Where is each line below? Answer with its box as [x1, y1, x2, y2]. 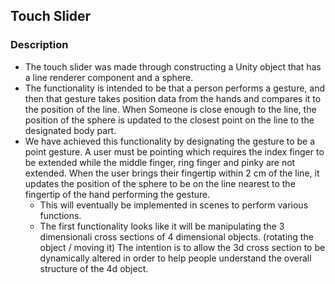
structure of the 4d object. [39, 262, 149, 274]
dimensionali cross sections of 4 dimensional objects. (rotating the [39, 230, 314, 243]
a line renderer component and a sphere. [24, 71, 194, 83]
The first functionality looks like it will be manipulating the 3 [39, 220, 285, 232]
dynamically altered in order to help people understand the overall [39, 252, 312, 264]
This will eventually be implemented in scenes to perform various [39, 199, 309, 211]
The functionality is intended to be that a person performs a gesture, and [24, 82, 326, 94]
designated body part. [24, 124, 117, 136]
